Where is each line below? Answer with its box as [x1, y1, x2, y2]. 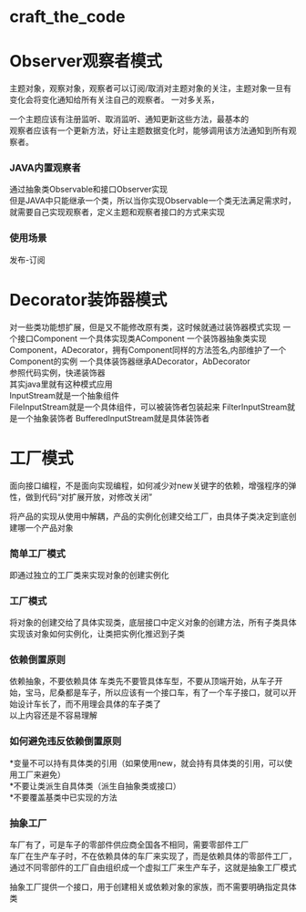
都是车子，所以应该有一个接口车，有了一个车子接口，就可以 [65, 687, 289, 699]
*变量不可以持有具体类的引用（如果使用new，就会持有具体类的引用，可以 [9, 757, 285, 768]
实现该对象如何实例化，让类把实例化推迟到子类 [9, 628, 185, 639]
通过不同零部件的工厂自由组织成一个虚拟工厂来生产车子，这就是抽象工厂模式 [9, 862, 297, 873]
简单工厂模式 [9, 547, 66, 560]
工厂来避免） [16, 769, 66, 780]
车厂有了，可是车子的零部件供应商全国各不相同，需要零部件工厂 [9, 839, 249, 850]
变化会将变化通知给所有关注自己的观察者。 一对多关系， [9, 94, 219, 106]
